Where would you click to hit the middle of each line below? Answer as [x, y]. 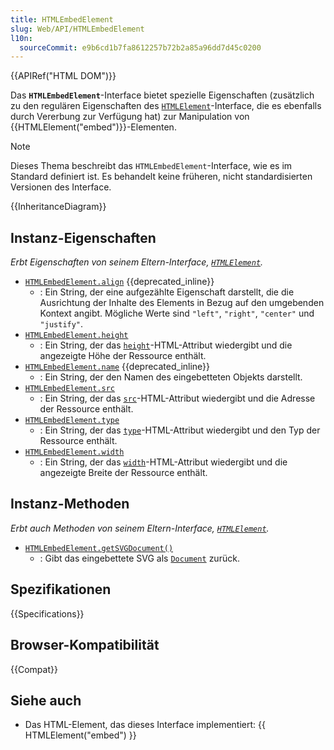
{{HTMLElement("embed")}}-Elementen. [93, 127]
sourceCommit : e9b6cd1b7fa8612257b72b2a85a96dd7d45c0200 [140, 47]
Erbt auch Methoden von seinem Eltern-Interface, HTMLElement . [140, 528]
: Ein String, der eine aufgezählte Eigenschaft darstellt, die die [167, 292]
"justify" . [61, 324]
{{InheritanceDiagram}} [58, 207]
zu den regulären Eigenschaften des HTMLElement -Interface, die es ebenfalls [166, 106]
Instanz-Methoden [70, 504]
